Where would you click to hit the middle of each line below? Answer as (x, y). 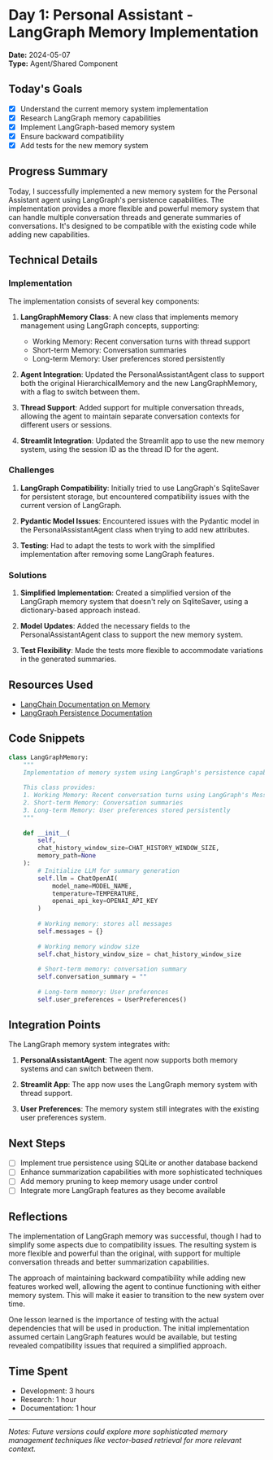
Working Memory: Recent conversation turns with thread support (141, 341)
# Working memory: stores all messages (105, 924)
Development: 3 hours (57, 1391)
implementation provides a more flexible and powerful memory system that (134, 208)
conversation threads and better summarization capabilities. (109, 1262)
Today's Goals (45, 89)
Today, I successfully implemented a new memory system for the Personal (133, 191)
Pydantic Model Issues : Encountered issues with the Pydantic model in (140, 521)
